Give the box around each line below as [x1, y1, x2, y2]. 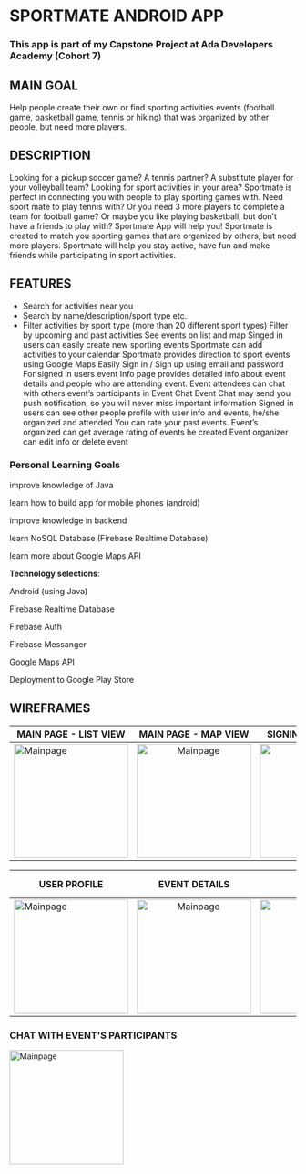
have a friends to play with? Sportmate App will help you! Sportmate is [9, 220, 273, 231]
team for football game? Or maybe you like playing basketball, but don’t [9, 211, 278, 222]
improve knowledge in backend [9, 515, 127, 526]
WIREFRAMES [9, 700, 91, 717]
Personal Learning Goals [9, 458, 121, 471]
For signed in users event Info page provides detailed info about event [22, 368, 286, 379]
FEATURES [9, 276, 72, 292]
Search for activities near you [22, 300, 134, 311]
